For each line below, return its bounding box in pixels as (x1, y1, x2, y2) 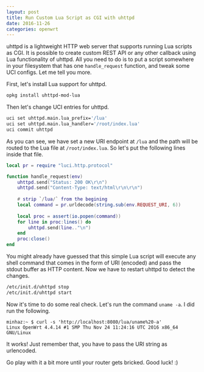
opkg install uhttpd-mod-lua (6, 92, 80, 98)
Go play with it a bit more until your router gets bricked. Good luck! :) (6, 359, 178, 366)
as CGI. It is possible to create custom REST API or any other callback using (6, 49, 196, 57)
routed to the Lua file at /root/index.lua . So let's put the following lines (6, 144, 186, 151)
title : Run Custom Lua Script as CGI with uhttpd (6, 15, 135, 21)
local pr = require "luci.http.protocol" (6, 162, 113, 169)
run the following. (6, 307, 51, 315)
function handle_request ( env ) (6, 173, 83, 180)
